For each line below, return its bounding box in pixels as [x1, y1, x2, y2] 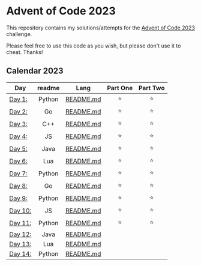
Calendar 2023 [6, 66, 64, 76]
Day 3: [9, 120, 28, 128]
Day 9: [9, 194, 28, 202]
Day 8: [9, 182, 28, 190]
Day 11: [9, 219, 32, 228]
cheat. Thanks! [6, 48, 43, 55]
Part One [107, 83, 133, 92]
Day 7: [9, 169, 28, 178]
